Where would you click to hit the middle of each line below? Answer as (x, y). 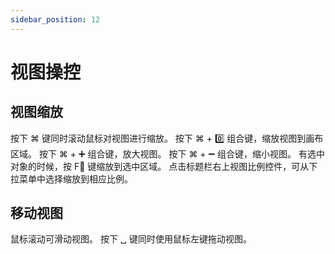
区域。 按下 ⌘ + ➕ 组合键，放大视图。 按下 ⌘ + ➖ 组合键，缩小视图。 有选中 (168, 153)
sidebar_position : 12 (55, 19)
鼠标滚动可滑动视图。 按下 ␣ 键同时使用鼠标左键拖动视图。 (131, 239)
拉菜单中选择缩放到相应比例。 (71, 178)
